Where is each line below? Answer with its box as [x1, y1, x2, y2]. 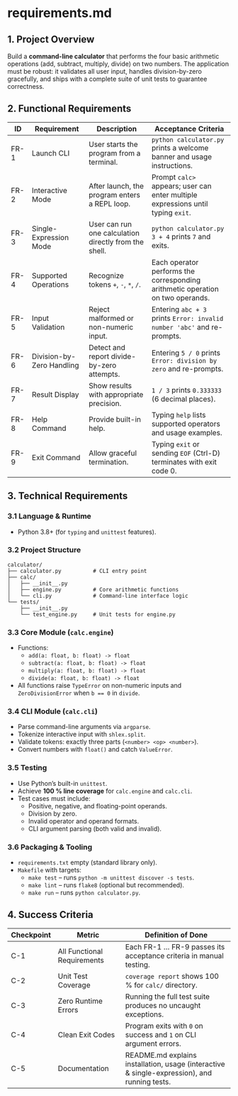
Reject [88, 304, 110, 314]
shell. [88, 246, 107, 256]
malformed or [88, 313, 134, 323]
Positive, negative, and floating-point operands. [28, 801, 168, 810]
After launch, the [88, 181, 144, 191]
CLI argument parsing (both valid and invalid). [28, 824, 161, 833]
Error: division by [151, 356, 217, 365]
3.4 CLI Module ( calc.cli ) [7, 706, 98, 716]
